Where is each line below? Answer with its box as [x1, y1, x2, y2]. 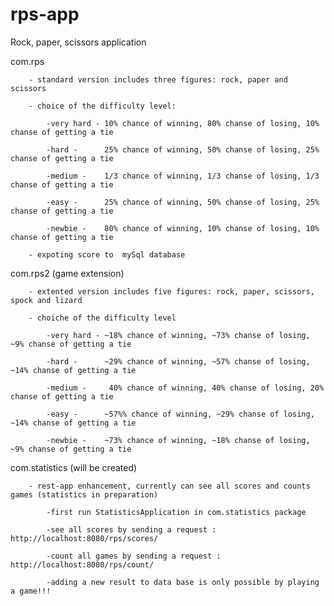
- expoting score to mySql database [28, 249, 186, 260]
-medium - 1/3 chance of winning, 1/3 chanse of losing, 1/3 [46, 171, 320, 181]
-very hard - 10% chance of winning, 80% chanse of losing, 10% [46, 118, 320, 128]
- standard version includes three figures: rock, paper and [28, 74, 288, 85]
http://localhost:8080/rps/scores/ [10, 533, 159, 543]
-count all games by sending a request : [46, 551, 222, 561]
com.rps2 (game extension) [10, 267, 125, 279]
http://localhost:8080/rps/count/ [10, 559, 155, 570]
